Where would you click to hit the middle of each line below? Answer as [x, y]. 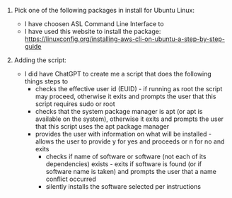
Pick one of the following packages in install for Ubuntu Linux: [104, 10]
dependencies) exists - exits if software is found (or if [124, 164]
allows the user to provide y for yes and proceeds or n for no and [130, 141]
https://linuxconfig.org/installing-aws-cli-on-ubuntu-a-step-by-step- [124, 39]
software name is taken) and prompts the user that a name [131, 171]
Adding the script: [40, 60]
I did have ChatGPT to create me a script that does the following [118, 74]
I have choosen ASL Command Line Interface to [94, 24]
